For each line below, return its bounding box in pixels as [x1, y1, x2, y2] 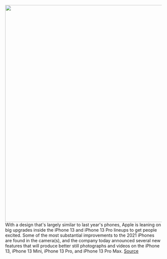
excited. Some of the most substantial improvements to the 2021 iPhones [5, 232, 155, 238]
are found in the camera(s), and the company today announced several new [5, 238, 161, 243]
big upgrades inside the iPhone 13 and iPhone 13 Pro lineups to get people [5, 227, 158, 233]
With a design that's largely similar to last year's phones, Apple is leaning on [5, 222, 162, 228]
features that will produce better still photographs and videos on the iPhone [5, 243, 160, 249]
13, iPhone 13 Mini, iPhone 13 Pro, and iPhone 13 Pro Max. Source [5, 248, 139, 254]
